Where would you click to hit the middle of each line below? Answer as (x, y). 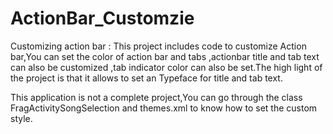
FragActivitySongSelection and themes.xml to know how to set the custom (164, 108)
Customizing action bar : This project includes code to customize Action (158, 46)
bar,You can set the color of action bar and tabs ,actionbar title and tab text (165, 56)
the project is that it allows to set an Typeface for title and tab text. (146, 78)
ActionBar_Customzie (102, 18)
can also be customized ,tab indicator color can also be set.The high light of (166, 67)
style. (21, 118)
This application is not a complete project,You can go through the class (156, 97)
